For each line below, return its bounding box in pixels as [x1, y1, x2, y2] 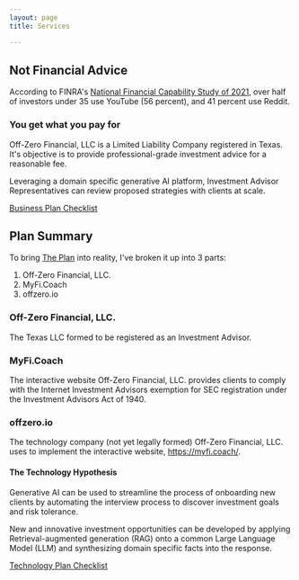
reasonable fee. [9, 158, 67, 169]
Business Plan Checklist [9, 202, 98, 213]
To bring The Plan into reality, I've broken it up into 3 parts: [9, 253, 226, 263]
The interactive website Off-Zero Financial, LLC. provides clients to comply [9, 375, 286, 386]
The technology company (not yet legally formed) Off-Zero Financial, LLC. [9, 437, 284, 448]
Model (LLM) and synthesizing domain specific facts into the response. [9, 542, 272, 553]
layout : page [9, 13, 58, 22]
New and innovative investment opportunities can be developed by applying [9, 523, 291, 534]
